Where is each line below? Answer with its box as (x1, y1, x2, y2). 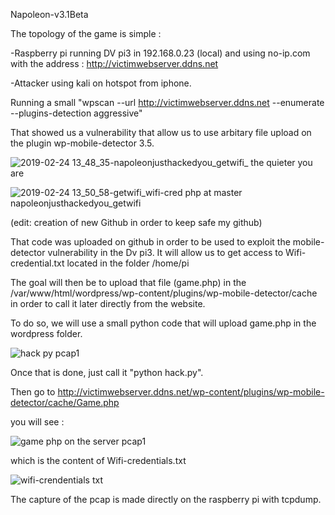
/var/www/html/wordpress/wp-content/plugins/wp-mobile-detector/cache (10, 287, 318, 299)
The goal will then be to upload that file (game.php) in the (10, 277, 247, 288)
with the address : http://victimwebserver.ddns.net (10, 58, 219, 69)
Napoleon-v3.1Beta (10, 9, 89, 20)
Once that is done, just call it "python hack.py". (10, 367, 204, 378)
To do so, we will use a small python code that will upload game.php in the (10, 317, 317, 329)
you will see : (10, 416, 65, 428)
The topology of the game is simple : (10, 28, 162, 39)
